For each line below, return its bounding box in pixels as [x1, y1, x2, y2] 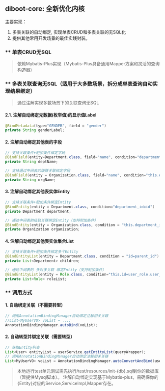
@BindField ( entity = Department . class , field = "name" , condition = [5, 155, 137, 160]
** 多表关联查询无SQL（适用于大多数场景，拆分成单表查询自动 [5, 81, 153, 87]
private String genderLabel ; [5, 128, 65, 133]
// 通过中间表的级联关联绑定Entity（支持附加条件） [5, 218, 98, 223]
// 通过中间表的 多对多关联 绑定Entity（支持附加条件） [5, 267, 107, 273]
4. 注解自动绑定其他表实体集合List [5, 238, 74, 244]
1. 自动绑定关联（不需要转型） [5, 302, 65, 308]
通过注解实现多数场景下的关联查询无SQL [17, 100, 99, 106]
